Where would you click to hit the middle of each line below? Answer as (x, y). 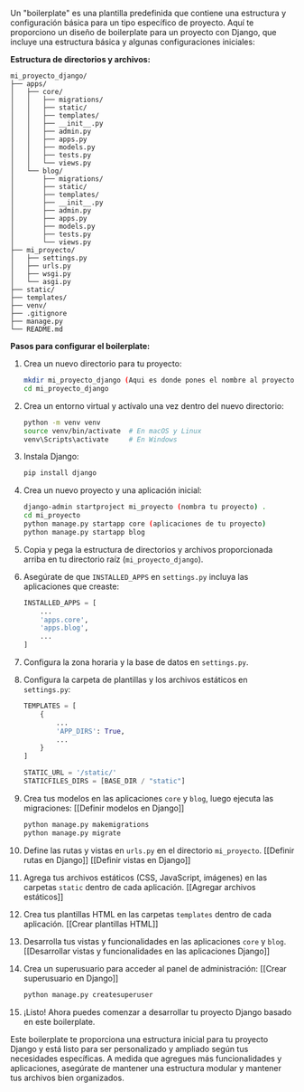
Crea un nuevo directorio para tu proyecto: (102, 364)
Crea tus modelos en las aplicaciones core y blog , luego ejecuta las (148, 798)
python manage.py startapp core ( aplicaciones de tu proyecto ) (145, 524)
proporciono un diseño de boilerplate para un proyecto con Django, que (144, 32)
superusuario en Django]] (71, 978)
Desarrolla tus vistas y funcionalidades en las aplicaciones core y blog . (155, 941)
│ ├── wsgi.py (41, 274)
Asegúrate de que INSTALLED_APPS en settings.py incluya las (136, 576)
